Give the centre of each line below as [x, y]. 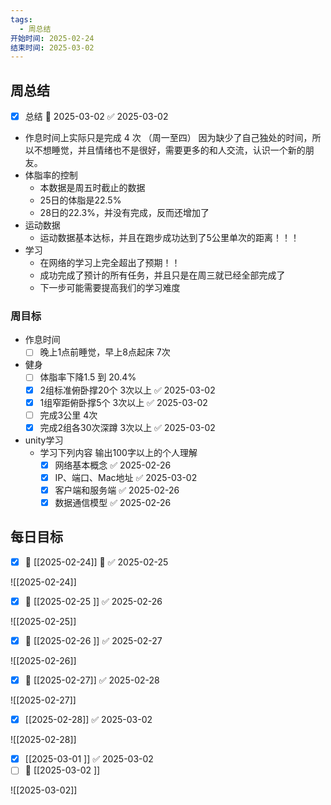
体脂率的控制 [51, 175]
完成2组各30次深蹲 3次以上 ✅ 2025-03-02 [127, 427]
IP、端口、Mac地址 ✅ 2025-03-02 [126, 477]
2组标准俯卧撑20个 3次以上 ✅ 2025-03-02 [127, 390]
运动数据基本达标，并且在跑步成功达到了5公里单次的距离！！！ [169, 238]
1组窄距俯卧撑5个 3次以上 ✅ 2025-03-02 [123, 402]
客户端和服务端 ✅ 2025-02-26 [117, 490]
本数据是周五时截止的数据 [92, 188]
